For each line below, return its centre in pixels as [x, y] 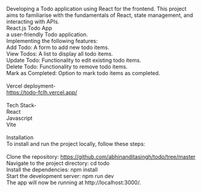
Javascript [19, 118]
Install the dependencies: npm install [52, 170]
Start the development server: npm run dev [60, 176]
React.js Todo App [29, 28]
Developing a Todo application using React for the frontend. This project [96, 9]
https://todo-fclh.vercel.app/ [42, 92]
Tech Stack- [22, 105]
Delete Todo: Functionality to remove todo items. [67, 67]
